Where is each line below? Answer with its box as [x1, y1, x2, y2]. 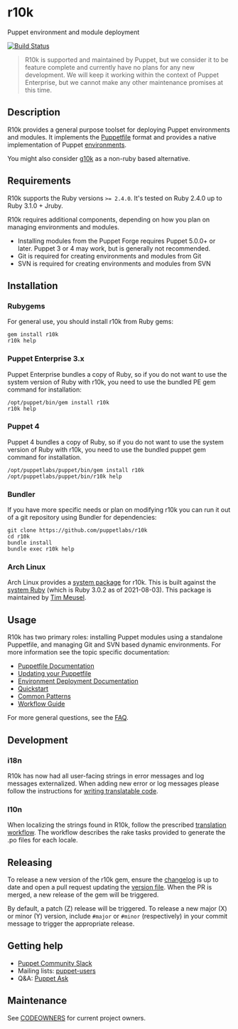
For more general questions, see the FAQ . [7, 714, 129, 722]
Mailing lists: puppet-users [17, 966, 96, 975]
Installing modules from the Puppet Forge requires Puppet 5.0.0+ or [17, 236, 216, 245]
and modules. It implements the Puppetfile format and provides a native [7, 132, 217, 141]
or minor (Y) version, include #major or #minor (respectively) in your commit [7, 912, 228, 921]
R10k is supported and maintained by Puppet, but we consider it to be [24, 55, 229, 64]
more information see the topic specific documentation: [7, 648, 171, 657]
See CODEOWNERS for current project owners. [7, 1013, 146, 1022]
